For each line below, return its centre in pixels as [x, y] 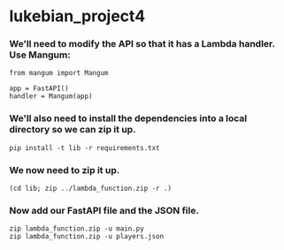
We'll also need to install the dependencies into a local [128, 118]
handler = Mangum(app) [51, 96]
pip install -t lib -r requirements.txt [85, 148]
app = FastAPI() [39, 89]
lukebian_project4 [77, 16]
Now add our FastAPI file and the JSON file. [104, 211]
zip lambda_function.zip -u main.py [77, 229]
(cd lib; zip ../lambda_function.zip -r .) [91, 189]
